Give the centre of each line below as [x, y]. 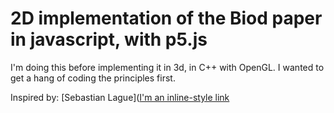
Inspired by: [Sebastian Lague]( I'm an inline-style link [120, 97]
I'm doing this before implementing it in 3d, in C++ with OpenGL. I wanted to [167, 67]
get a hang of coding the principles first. [93, 78]
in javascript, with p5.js [109, 39]
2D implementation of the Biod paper [166, 18]
